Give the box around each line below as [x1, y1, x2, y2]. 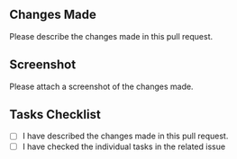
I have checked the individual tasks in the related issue [22, 141, 226, 152]
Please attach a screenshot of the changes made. [9, 81, 194, 92]
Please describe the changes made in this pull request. [9, 31, 214, 41]
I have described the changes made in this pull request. [22, 130, 229, 142]
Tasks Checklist [9, 107, 101, 122]
